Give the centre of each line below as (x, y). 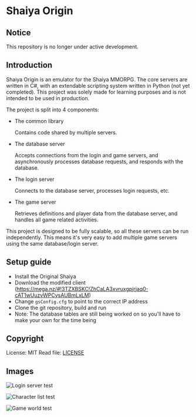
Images (20, 371)
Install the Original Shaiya (45, 276)
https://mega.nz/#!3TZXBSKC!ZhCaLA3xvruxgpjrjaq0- (82, 289)
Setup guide (29, 262)
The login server (34, 179)
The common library (39, 121)
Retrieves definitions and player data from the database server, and (96, 213)
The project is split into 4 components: (53, 110)
